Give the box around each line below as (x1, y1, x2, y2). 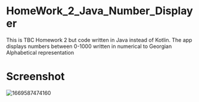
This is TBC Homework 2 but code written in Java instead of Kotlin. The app (6, 36, 192, 43)
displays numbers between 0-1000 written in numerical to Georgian (6, 43, 172, 50)
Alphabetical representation (6, 49, 74, 56)
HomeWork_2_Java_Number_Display (6, 4, 194, 18)
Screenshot (6, 70, 65, 84)
